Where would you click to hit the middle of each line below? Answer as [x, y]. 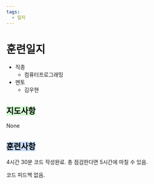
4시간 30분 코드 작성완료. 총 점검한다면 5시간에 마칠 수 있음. [77, 162]
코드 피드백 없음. [26, 175]
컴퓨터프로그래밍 [43, 75]
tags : [13, 12]
